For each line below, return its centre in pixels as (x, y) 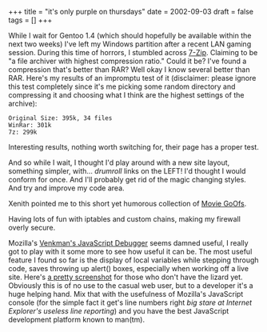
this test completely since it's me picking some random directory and (122, 86)
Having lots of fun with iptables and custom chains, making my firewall (125, 219)
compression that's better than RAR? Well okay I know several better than (129, 70)
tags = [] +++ (30, 20)
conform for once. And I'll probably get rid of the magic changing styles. (127, 180)
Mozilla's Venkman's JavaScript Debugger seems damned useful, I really (129, 243)
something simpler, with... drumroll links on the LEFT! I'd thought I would (127, 171)
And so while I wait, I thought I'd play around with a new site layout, (119, 162)
